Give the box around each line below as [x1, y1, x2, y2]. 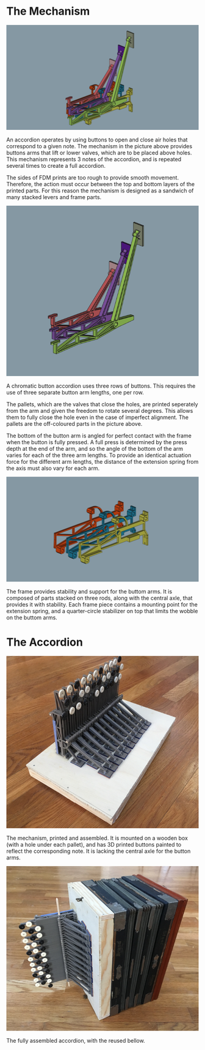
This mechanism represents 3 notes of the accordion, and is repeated [6, 155, 182, 163]
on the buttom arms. [6, 614, 58, 621]
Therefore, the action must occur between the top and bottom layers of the [6, 180, 195, 187]
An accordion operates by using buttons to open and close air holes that [6, 136, 188, 143]
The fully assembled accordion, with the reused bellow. [6, 1037, 145, 1044]
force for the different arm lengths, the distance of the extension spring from [6, 458, 199, 466]
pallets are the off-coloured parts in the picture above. [6, 420, 143, 428]
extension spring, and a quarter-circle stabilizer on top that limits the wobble [6, 608, 198, 615]
